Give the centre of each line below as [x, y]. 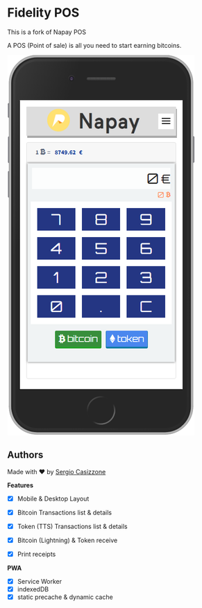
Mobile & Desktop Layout [53, 498]
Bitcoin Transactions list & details [65, 512]
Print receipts [36, 554]
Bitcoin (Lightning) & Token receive [67, 540]
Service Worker [40, 582]
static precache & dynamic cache [65, 597]
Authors [25, 455]
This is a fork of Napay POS [47, 32]
